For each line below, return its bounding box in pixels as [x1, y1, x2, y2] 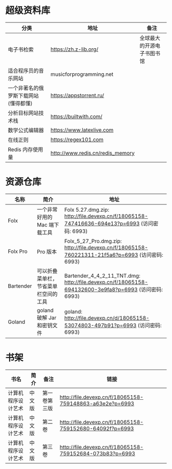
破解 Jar [36, 314, 57, 321]
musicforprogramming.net [50, 70, 114, 77]
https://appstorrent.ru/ [50, 92, 104, 99]
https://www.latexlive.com [50, 126, 114, 133]
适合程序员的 [8, 67, 39, 74]
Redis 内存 [8, 146, 33, 153]
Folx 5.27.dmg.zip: [64, 206, 110, 213]
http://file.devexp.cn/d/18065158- [64, 314, 149, 321]
